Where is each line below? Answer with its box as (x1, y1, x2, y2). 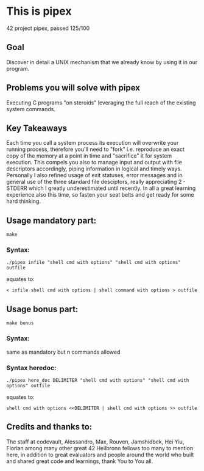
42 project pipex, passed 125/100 (6, 24, 90, 32)
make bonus (6, 320, 34, 326)
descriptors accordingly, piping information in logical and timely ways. (6, 165, 182, 172)
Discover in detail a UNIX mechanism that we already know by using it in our (6, 58, 198, 65)
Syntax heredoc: (6, 363, 57, 372)
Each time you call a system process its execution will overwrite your (6, 139, 179, 147)
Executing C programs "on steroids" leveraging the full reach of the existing (6, 99, 196, 106)
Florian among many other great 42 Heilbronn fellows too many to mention (6, 444, 194, 451)
